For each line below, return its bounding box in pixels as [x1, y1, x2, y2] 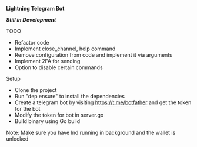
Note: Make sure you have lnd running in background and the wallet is [6, 129, 176, 136]
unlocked [6, 135, 29, 142]
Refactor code [14, 39, 49, 46]
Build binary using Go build [14, 118, 81, 125]
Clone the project [14, 87, 57, 93]
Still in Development [6, 16, 56, 23]
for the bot [14, 105, 41, 112]
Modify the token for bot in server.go [14, 111, 104, 118]
